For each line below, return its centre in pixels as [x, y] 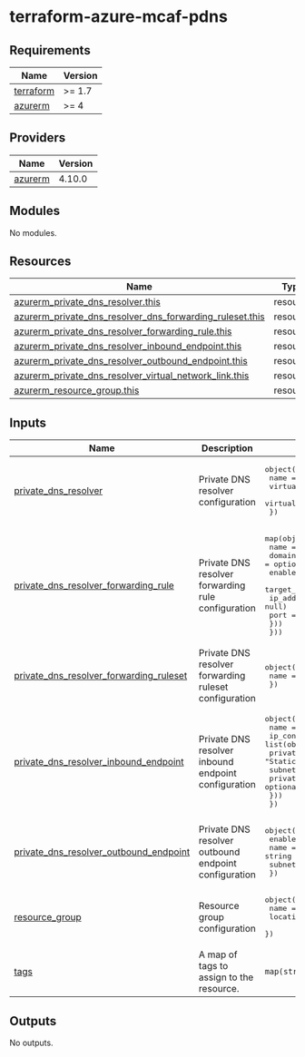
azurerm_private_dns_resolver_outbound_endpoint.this [131, 361]
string [278, 856]
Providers [38, 138]
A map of [218, 954]
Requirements [50, 50]
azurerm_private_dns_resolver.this [87, 302]
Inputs [28, 422]
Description [227, 448]
